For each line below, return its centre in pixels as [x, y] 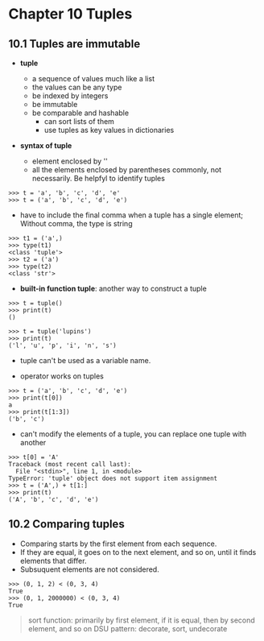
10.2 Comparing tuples [66, 524]
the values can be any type [77, 87]
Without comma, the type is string [76, 223]
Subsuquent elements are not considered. [89, 569]
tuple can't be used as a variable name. [85, 360]
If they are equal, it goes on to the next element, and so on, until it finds [138, 552]
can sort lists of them [79, 121]
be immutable [55, 104]
